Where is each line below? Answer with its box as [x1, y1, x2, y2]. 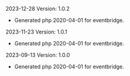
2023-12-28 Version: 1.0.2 [5, 5, 70, 12]
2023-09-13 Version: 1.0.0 [5, 51, 70, 59]
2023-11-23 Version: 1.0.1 [5, 28, 67, 35]
